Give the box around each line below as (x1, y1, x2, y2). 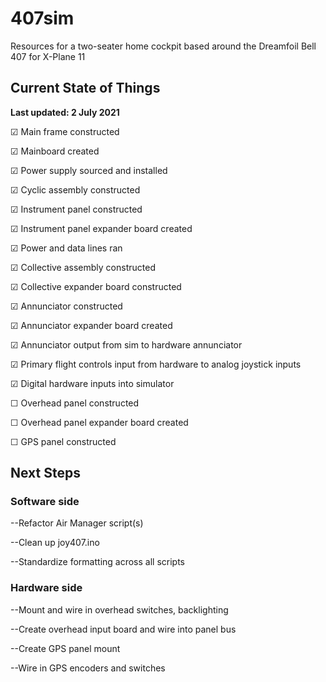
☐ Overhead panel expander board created (10, 416, 189, 428)
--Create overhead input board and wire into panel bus (10, 623, 237, 635)
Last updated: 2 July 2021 (10, 106, 120, 118)
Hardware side (10, 581, 83, 595)
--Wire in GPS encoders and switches (10, 662, 166, 674)
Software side (10, 495, 80, 509)
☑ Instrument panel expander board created (10, 222, 193, 234)
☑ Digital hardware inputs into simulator (10, 377, 175, 389)
